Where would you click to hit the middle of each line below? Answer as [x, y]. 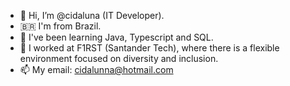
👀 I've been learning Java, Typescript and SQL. [116, 37]
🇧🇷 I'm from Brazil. [60, 26]
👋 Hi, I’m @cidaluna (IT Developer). [92, 15]
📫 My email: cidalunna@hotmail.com [96, 69]
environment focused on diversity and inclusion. [119, 58]
